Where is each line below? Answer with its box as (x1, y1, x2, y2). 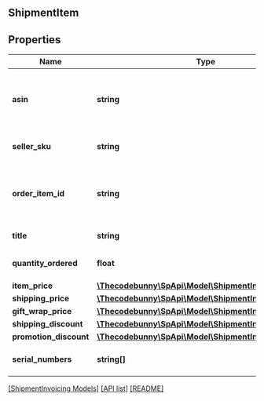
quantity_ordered (12, 258, 78, 269)
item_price (12, 280, 53, 291)
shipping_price (12, 293, 69, 304)
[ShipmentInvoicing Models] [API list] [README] (8, 384, 164, 393)
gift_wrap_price (12, 306, 72, 317)
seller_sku (12, 141, 52, 152)
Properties (8, 33, 61, 46)
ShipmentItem (8, 6, 79, 20)
